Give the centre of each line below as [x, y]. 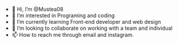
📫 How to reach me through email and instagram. [73, 35]
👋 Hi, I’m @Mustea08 [37, 9]
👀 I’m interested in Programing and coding [63, 15]
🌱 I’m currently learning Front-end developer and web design [86, 22]
